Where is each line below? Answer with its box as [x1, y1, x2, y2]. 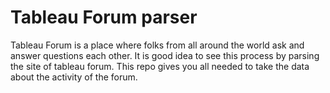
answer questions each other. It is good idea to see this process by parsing [10, 49, 320, 61]
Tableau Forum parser [10, 6, 198, 29]
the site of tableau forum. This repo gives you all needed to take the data [10, 60, 310, 72]
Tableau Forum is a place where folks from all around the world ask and [10, 39, 305, 51]
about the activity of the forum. [10, 71, 138, 83]
